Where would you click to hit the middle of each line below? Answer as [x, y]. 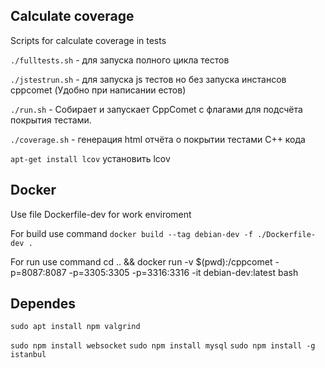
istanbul [28, 355]
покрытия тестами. [51, 120]
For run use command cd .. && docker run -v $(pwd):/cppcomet [141, 261]
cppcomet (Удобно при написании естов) [98, 90]
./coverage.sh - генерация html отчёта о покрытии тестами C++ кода [158, 139]
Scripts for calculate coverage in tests [88, 40]
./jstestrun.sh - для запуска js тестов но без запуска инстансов [148, 79]
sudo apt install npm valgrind [75, 327]
